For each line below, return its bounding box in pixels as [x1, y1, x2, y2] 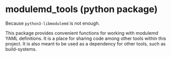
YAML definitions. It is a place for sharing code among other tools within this [5, 35, 166, 41]
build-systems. [5, 46, 37, 52]
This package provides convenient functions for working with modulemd [5, 30, 159, 36]
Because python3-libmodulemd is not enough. [5, 20, 100, 26]
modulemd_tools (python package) [5, 4, 158, 15]
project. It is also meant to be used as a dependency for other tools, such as [5, 40, 166, 46]
